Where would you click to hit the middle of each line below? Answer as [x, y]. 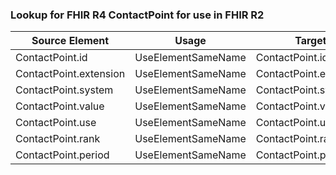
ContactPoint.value [60, 106]
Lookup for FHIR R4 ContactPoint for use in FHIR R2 [137, 15]
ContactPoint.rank [58, 139]
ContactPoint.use [56, 123]
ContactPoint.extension [70, 74]
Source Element [70, 41]
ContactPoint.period [62, 155]
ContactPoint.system [64, 90]
